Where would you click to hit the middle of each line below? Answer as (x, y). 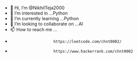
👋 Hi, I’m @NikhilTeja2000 (37, 8)
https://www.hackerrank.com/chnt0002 (93, 51)
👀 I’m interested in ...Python (39, 13)
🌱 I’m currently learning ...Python (44, 18)
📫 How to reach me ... (33, 29)
